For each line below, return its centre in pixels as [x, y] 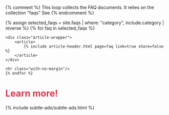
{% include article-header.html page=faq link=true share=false [94, 47]
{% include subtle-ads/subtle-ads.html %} [50, 107]
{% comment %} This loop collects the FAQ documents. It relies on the [80, 7]
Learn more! [32, 94]
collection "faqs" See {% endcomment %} [50, 13]
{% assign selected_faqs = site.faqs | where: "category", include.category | [85, 23]
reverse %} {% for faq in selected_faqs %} [50, 28]
